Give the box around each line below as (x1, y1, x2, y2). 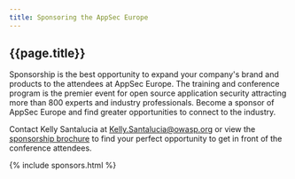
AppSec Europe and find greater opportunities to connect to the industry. (9, 107, 276, 118)
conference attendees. (9, 143, 92, 153)
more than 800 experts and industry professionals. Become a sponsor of (9, 97, 275, 108)
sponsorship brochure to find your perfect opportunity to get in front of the (9, 134, 283, 144)
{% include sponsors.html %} (9, 160, 117, 171)
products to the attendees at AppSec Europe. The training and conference (9, 79, 280, 89)
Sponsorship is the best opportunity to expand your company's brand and (9, 69, 279, 80)
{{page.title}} (9, 46, 86, 61)
